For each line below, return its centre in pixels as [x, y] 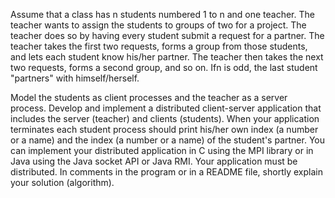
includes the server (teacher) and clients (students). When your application [165, 118]
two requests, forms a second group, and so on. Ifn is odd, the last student [164, 67]
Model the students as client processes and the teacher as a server [149, 97]
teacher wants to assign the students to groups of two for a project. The [158, 25]
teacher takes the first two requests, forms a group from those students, [159, 46]
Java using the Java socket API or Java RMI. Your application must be [154, 161]
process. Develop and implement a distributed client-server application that [166, 108]
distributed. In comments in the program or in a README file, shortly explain [166, 172]
